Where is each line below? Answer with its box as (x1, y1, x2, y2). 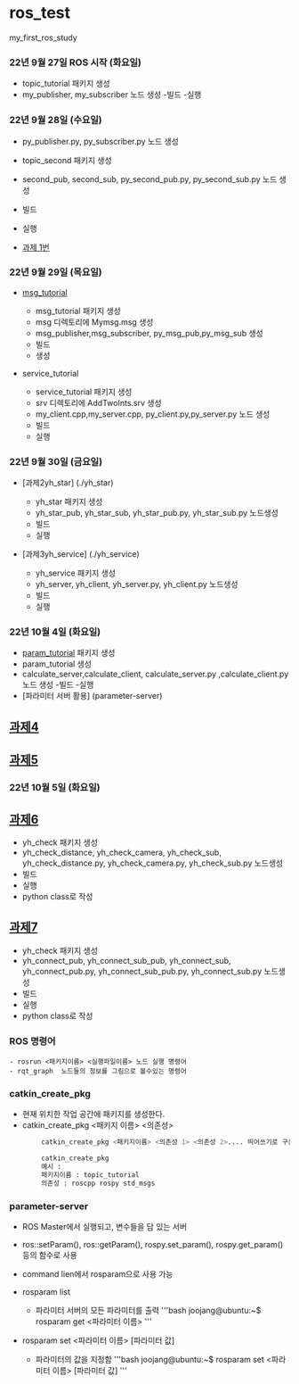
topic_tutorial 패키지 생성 (21, 79, 111, 89)
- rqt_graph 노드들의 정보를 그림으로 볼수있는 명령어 (9, 1067, 187, 1076)
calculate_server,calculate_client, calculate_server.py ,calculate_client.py (21, 668, 289, 680)
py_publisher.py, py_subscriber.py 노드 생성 (21, 136, 180, 146)
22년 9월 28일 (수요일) (9, 114, 102, 127)
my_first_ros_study (9, 32, 77, 43)
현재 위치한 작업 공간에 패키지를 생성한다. (21, 1109, 166, 1120)
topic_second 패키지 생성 (21, 154, 113, 165)
